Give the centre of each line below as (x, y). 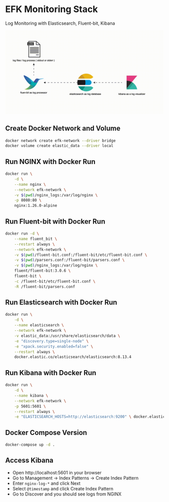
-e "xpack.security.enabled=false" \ (54, 346)
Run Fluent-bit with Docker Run (55, 221)
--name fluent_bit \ (36, 239)
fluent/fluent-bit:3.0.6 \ (43, 271)
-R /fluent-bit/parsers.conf (45, 286)
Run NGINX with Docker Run (50, 161)
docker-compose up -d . (30, 445)
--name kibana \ (31, 396)
